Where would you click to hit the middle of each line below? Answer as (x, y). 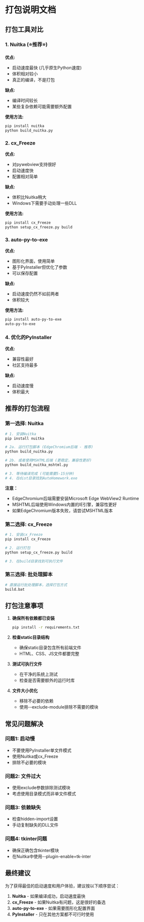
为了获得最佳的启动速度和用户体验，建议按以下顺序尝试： (62, 886)
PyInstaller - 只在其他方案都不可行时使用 (53, 914)
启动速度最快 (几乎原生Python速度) (47, 67)
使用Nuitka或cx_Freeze (35, 756)
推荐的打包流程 (27, 409)
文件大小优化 (25, 691)
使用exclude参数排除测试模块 (41, 788)
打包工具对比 (24, 29)
